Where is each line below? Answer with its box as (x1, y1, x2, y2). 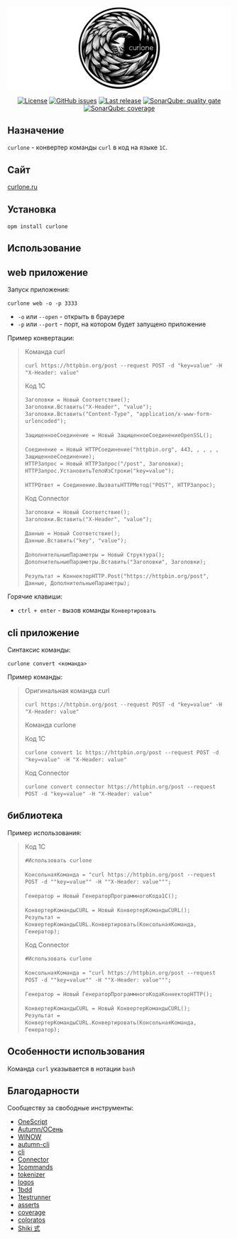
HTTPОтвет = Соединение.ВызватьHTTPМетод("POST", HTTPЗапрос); (24, 482, 216, 489)
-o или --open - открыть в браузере (17, 313, 125, 321)
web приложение (7, 267, 89, 279)
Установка (7, 203, 57, 215)
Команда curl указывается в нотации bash (7, 1064, 136, 1073)
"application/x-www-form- (136, 411, 213, 418)
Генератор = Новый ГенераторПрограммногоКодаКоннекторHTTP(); (24, 990, 213, 998)
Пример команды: (7, 672, 63, 682)
